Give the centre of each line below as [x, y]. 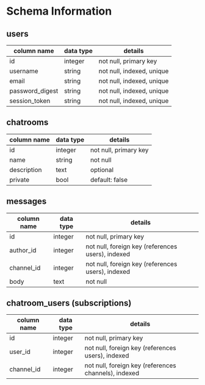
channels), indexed [112, 373]
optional [102, 170]
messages [27, 202]
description [26, 170]
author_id [23, 250]
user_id [20, 352]
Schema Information [59, 11]
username [24, 71]
